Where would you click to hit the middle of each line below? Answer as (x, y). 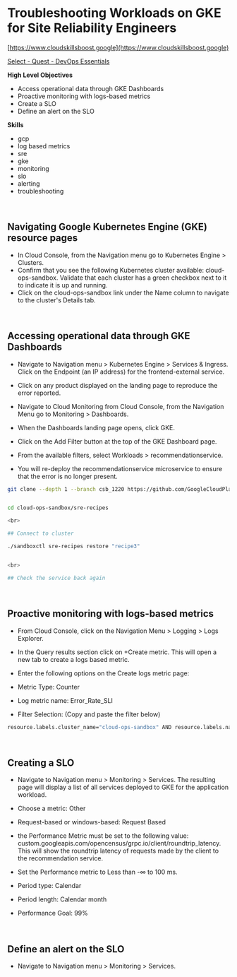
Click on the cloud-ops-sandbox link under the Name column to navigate (123, 292)
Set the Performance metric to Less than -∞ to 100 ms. (97, 872)
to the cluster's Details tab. (56, 300)
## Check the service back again (56, 578)
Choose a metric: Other (51, 809)
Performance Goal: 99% (53, 913)
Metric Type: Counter (48, 687)
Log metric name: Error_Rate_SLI (65, 700)
